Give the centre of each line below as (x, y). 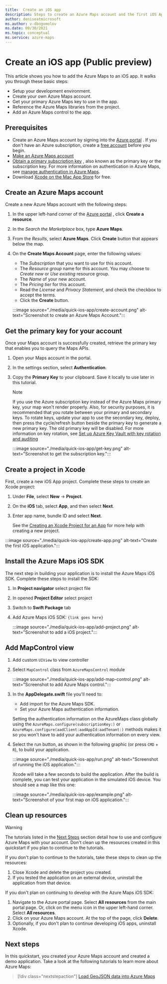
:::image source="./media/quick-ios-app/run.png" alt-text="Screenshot (85, 759)
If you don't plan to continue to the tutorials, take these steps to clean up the (83, 857)
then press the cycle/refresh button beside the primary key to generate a (87, 423)
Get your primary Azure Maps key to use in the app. (65, 101)
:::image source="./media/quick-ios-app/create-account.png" (76, 310)
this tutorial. (25, 383)
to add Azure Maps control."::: (80, 684)
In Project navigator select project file (51, 588)
